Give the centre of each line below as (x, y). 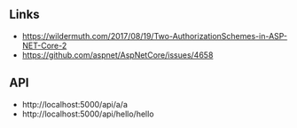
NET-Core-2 (44, 45)
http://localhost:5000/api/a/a (75, 104)
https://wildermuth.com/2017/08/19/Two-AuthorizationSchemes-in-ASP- (155, 36)
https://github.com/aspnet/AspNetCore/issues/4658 (117, 55)
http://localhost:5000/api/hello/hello (88, 114)
